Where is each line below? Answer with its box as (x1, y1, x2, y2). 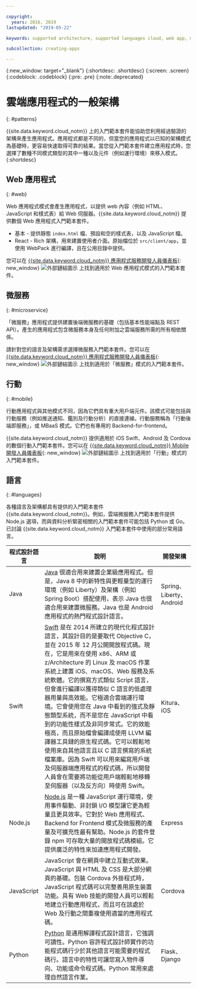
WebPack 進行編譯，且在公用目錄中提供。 (26, 244, 128, 251)
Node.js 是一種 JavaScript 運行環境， (44, 793, 147, 801)
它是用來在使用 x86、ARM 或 (56, 650, 137, 658)
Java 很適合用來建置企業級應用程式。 (44, 568, 148, 576)
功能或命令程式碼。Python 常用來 (56, 964, 148, 973)
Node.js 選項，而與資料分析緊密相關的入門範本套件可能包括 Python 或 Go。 (6, 518, 188, 525)
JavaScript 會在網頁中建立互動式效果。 (44, 856, 152, 865)
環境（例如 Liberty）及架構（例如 (44, 586, 137, 594)
